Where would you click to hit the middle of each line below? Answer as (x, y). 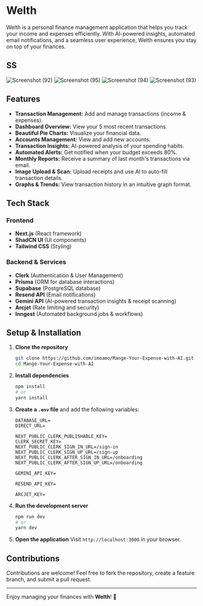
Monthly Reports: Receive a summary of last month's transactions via (102, 158)
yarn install (31, 398)
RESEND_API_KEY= (35, 484)
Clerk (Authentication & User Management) (69, 275)
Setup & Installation (44, 333)
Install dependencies (42, 376)
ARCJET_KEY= (30, 494)
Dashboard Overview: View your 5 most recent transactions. (91, 126)
